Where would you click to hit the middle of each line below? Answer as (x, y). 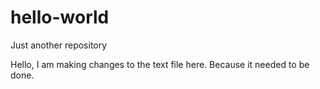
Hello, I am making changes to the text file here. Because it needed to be (160, 64)
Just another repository (59, 45)
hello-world (60, 17)
